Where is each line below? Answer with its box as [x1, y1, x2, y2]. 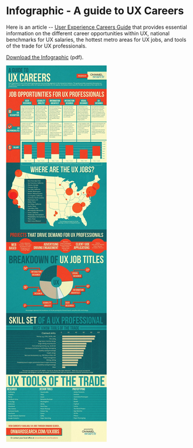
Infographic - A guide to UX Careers [6, 4, 184, 18]
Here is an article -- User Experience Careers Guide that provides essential [6, 24, 188, 31]
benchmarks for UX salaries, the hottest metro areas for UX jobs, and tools [6, 36, 187, 43]
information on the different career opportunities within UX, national [6, 29, 170, 36]
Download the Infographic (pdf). [6, 54, 84, 61]
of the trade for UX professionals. [6, 42, 87, 49]
